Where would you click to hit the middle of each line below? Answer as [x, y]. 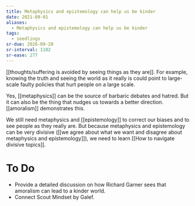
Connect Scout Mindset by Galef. [54, 197]
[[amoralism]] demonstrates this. [45, 108]
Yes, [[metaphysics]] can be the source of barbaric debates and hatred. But [97, 96]
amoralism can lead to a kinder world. [60, 191]
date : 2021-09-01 [27, 17]
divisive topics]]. [26, 144]
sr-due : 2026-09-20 [30, 45]
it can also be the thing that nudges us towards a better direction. [85, 102]
